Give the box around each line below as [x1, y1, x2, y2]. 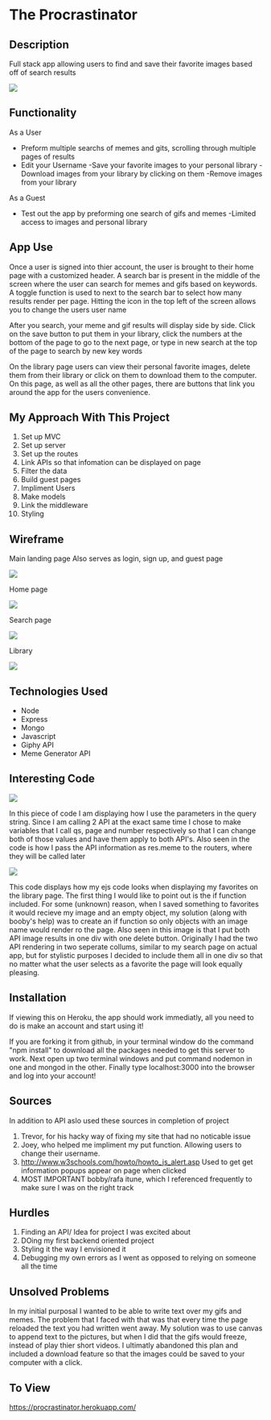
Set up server [20, 441, 67, 450]
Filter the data [20, 466, 68, 476]
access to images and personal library [20, 217, 148, 226]
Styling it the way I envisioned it [20, 1244, 127, 1254]
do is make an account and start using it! [9, 1021, 144, 1031]
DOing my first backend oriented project [20, 1235, 155, 1246]
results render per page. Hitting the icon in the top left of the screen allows [9, 296, 257, 305]
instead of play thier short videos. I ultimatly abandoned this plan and [9, 1340, 238, 1351]
